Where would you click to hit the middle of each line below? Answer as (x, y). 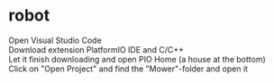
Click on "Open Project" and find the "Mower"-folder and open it (128, 69)
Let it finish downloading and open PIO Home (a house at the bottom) (137, 59)
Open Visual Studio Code (55, 40)
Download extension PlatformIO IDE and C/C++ (96, 49)
